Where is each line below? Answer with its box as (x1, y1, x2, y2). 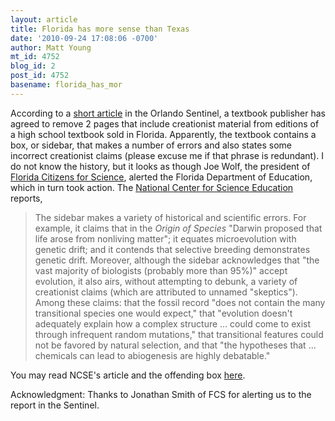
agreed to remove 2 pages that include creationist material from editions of (10, 117, 320, 130)
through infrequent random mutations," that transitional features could (34, 328, 324, 340)
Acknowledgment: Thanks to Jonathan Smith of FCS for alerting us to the (10, 388, 312, 400)
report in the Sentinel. (10, 399, 100, 411)
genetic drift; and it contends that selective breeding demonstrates (34, 243, 311, 255)
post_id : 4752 (10, 71, 70, 81)
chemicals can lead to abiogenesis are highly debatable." (34, 349, 271, 361)
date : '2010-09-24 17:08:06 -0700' (10, 33, 159, 43)
